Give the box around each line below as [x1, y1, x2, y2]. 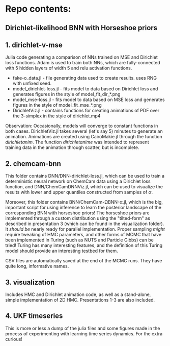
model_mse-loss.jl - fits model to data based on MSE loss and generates [12, 96, 165, 103]
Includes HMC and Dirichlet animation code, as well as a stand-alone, [5, 291, 151, 298]
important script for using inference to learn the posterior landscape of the [5, 205, 162, 211]
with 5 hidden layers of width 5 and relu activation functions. [5, 65, 132, 71]
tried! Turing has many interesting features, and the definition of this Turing [5, 242, 163, 249]
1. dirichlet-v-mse [5, 40, 63, 49]
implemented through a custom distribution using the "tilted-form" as [5, 215, 150, 221]
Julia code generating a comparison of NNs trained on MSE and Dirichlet [5, 54, 158, 60]
